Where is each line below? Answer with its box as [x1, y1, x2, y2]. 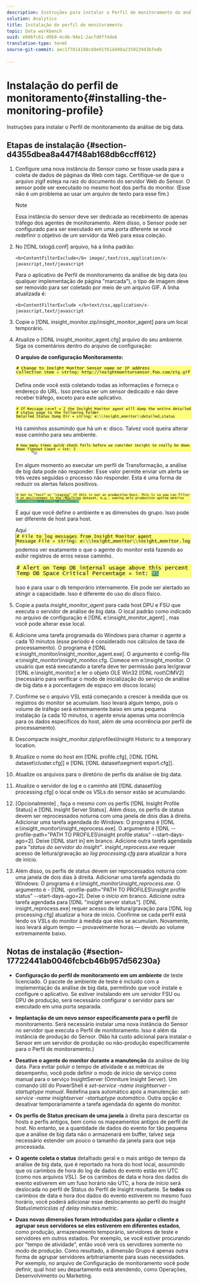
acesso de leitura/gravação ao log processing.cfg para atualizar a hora [15, 850, 187, 857]
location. [15, 742, 37, 749]
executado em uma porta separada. [15, 1002, 102, 1010]
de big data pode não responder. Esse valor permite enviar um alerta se [15, 468, 189, 475]
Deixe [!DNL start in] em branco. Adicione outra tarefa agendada [35, 837, 192, 844]
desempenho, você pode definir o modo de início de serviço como [15, 1069, 177, 1076]
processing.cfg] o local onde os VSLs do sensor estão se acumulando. [15, 788, 187, 796]
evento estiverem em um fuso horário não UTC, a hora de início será [15, 1179, 181, 1186]
